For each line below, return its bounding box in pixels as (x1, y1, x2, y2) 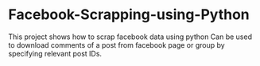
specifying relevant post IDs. (8, 49, 102, 58)
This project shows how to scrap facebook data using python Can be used (8, 32, 253, 41)
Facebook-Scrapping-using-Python (8, 6, 250, 24)
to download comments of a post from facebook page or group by (8, 40, 225, 49)
